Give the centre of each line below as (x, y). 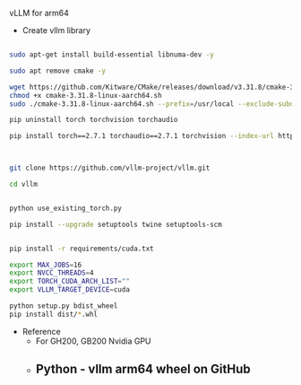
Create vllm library (56, 30)
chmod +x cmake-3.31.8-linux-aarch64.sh (86, 95)
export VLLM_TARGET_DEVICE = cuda (69, 290)
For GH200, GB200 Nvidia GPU (93, 341)
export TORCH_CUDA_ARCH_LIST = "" (69, 282)
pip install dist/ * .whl (54, 314)
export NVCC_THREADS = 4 (52, 273)
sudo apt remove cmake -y (57, 71)
